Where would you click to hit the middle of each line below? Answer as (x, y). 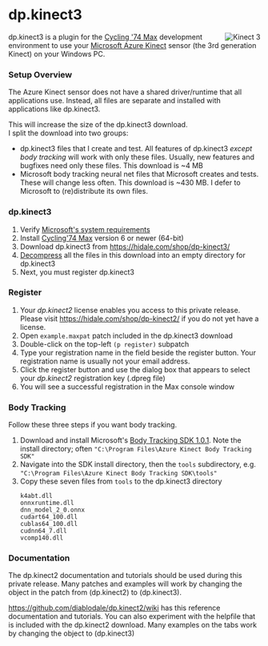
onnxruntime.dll (47, 503)
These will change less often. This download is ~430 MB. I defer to (130, 183)
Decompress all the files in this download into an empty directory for (133, 255)
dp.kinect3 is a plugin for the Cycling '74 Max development (105, 37)
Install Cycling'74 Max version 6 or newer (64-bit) (102, 238)
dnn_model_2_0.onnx (52, 510)
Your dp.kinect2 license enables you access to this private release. (130, 310)
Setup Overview (40, 74)
